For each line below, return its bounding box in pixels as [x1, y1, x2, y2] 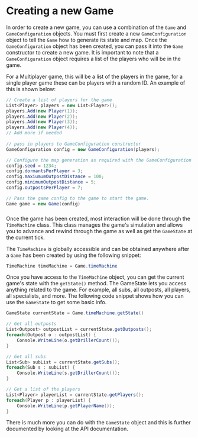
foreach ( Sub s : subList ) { [6, 365, 76, 371]
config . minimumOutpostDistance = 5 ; [6, 179, 96, 185]
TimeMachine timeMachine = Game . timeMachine [6, 263, 118, 269]
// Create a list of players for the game [6, 96, 112, 103]
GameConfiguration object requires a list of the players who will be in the [6, 55, 181, 62]
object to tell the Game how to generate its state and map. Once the [6, 36, 167, 43]
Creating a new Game [6, 4, 114, 18]
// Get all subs [6, 353, 46, 359]
